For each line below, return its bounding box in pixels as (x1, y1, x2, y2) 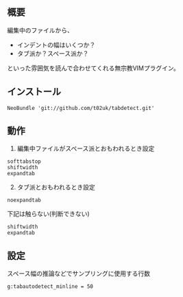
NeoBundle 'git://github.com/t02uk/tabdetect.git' (7, 104, 155, 111)
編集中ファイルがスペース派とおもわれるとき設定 (16, 144, 155, 153)
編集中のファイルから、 (7, 26, 73, 34)
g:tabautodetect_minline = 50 (7, 283, 94, 290)
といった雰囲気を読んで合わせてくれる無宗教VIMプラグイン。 (7, 64, 180, 72)
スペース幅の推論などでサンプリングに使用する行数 (7, 269, 151, 278)
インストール (7, 86, 62, 98)
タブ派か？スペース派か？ (16, 49, 89, 57)
